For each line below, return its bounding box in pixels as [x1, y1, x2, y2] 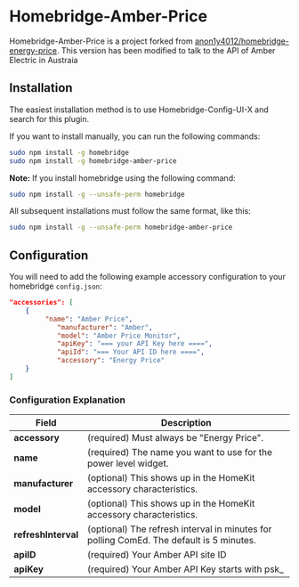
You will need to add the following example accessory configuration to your [9, 272, 287, 282]
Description [160, 417, 212, 429]
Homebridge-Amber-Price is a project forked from [9, 36, 193, 46]
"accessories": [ [9, 298, 74, 307]
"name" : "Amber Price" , [44, 314, 133, 323]
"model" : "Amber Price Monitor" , [56, 331, 181, 340]
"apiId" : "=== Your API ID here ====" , [56, 347, 205, 357]
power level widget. [87, 457, 169, 469]
